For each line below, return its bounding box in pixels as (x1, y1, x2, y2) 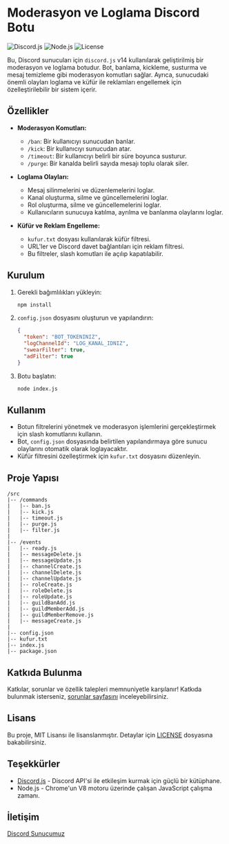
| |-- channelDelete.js (7, 569, 81, 576)
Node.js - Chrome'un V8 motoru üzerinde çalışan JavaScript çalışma (17, 784, 212, 792)
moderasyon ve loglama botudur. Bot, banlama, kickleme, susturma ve (7, 63, 207, 71)
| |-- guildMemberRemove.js (7, 612, 94, 618)
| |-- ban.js (7, 503, 51, 510)
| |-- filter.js (7, 527, 60, 534)
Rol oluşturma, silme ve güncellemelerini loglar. (27, 201, 161, 209)
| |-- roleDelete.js (7, 587, 72, 594)
